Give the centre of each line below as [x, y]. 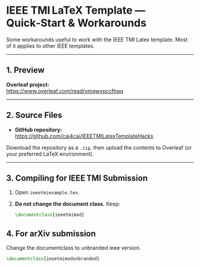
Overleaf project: [28, 85]
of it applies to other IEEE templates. [51, 46]
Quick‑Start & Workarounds [76, 23]
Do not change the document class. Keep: [68, 204]
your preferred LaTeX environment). [50, 154]
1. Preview [25, 70]
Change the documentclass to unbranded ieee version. [74, 248]
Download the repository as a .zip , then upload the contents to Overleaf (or [99, 147]
